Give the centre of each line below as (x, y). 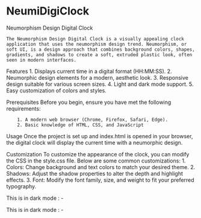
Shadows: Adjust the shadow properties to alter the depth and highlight (95, 173)
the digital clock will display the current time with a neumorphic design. (94, 143)
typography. (21, 186)
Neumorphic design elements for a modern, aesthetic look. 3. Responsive (97, 77)
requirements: (23, 108)
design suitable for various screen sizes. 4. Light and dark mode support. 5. (100, 84)
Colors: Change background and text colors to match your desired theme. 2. (101, 167)
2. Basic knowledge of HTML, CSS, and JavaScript (81, 125)
